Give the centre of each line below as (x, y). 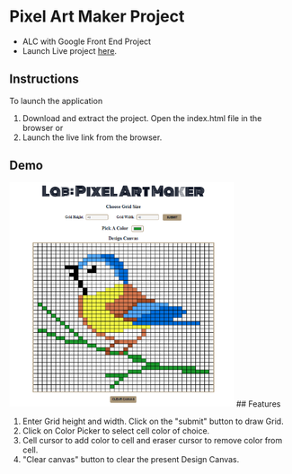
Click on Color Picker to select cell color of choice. (116, 430)
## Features (258, 404)
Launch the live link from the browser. (92, 137)
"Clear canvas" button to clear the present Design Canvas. (131, 459)
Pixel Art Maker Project (97, 17)
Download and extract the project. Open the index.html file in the (142, 118)
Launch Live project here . (70, 50)
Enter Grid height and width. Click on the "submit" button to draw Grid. (153, 421)
